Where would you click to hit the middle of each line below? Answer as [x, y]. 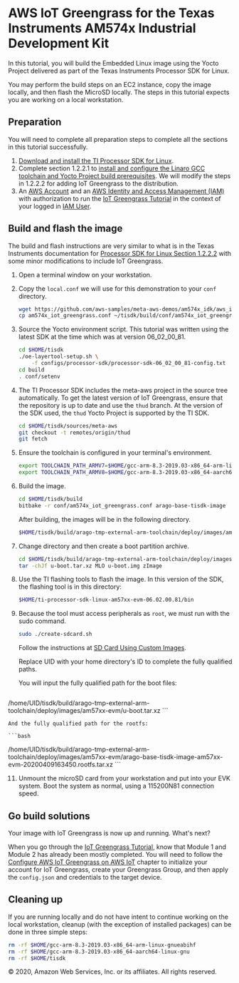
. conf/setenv [39, 376]
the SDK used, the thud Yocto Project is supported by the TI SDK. [113, 413]
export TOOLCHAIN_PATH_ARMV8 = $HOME [71, 473]
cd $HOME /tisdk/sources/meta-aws [68, 426]
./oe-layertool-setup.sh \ [58, 357]
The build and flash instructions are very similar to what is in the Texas [111, 246]
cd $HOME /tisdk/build [50, 499]
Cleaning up [36, 900]
